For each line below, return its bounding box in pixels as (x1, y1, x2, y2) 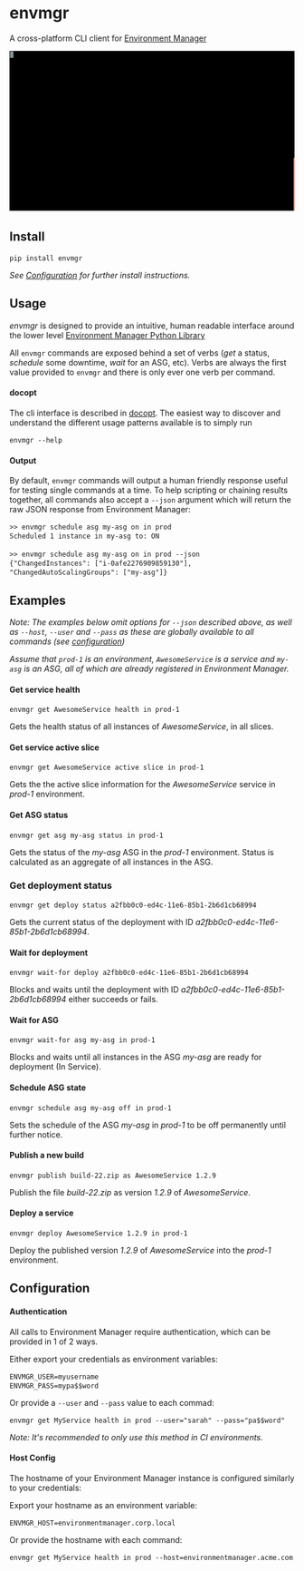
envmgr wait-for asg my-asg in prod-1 (9, 1036, 156, 1045)
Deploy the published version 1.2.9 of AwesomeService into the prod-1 (9, 1244, 271, 1255)
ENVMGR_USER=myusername (9, 1372, 100, 1381)
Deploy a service (9, 1207, 74, 1218)
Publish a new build (9, 1150, 84, 1161)
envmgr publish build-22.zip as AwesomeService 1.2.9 (9, 1171, 217, 1180)
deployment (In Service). (9, 1061, 102, 1072)
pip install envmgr (9, 254, 83, 263)
